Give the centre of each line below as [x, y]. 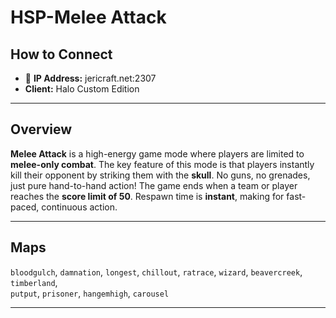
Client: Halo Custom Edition [82, 89]
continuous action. [79, 207]
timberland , [34, 282]
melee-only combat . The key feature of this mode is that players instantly [162, 164]
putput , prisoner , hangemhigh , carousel [90, 293]
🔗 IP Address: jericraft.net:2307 [90, 78]
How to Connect [61, 54]
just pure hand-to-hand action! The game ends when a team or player [154, 185]
